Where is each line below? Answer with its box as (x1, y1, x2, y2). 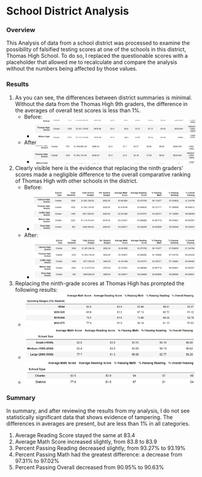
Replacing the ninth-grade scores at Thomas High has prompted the (14, 280, 185, 287)
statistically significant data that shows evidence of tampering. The (6, 414, 173, 421)
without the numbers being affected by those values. (6, 65, 137, 72)
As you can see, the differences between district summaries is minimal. (14, 93, 192, 101)
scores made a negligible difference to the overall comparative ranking (14, 171, 191, 178)
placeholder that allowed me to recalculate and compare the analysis (6, 58, 178, 66)
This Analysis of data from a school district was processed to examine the (6, 39, 190, 46)
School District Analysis (6, 4, 130, 18)
